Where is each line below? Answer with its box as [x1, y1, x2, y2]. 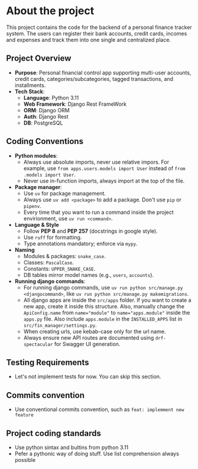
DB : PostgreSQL [23, 119, 63, 126]
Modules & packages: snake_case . [23, 252, 106, 259]
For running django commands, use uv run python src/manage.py [23, 284, 183, 291]
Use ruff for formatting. [23, 233, 82, 240]
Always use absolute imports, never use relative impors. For [23, 158, 170, 165]
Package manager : [14, 183, 62, 190]
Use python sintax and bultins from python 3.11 [14, 444, 129, 451]
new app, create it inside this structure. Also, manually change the [23, 302, 185, 310]
